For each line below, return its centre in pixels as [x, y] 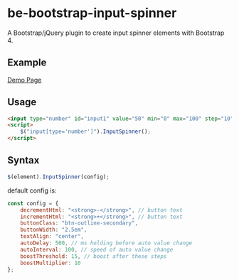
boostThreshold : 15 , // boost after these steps [94, 256]
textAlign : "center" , [52, 237]
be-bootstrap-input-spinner [92, 13]
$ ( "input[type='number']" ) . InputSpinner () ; [86, 132]
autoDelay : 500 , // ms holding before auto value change [106, 243]
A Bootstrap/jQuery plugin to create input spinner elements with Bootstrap [116, 33]
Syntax [23, 160]
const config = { [33, 203]
